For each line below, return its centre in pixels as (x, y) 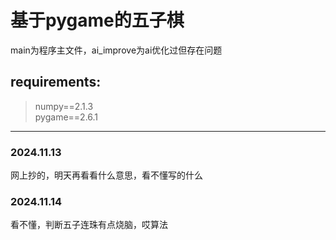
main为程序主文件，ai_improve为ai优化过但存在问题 (116, 50)
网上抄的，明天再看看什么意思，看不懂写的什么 (106, 175)
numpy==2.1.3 (64, 106)
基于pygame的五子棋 (97, 20)
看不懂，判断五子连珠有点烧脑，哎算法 (89, 225)
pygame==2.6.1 (66, 117)
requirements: (56, 82)
